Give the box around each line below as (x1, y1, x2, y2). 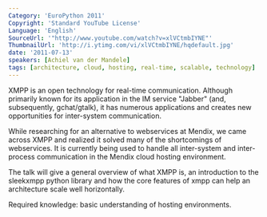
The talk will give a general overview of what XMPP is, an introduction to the (8, 167, 259, 176)
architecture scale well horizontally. (8, 184, 126, 194)
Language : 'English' (8, 26, 78, 34)
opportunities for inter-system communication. (8, 111, 162, 120)
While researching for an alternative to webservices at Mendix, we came (8, 126, 247, 136)
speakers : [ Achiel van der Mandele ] (8, 57, 130, 65)
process (8, 152, 35, 161)
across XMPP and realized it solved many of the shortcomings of (8, 135, 222, 144)
